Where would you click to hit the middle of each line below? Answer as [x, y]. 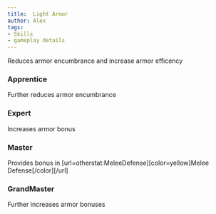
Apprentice [27, 79]
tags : [15, 27]
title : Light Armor [38, 14]
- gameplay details [36, 41]
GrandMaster [31, 188]
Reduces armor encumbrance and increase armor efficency [95, 61]
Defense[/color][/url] [38, 170]
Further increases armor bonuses [56, 205]
